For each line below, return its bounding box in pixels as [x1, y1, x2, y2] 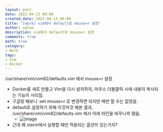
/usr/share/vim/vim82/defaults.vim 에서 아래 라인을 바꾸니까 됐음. [12, 110, 141, 116]
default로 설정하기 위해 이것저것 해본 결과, [12, 105, 93, 110]
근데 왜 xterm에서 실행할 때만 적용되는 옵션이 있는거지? [12, 122, 118, 128]
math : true [5, 39, 27, 44]
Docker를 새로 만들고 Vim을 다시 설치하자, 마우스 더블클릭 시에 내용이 [12, 86, 145, 92]
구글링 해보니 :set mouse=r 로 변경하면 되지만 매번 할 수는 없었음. [12, 98, 138, 104]
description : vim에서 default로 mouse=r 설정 [5, 30, 94, 35]
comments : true [5, 35, 36, 40]
